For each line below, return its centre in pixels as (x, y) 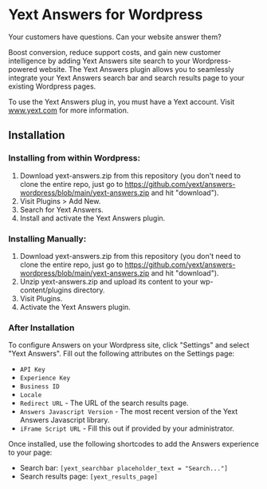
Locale (31, 396)
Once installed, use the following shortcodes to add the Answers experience (133, 444)
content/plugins (45, 290)
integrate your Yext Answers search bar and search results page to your (126, 78)
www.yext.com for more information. (69, 110)
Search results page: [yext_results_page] (88, 476)
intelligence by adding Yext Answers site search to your (100, 61)
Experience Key (45, 378)
